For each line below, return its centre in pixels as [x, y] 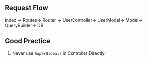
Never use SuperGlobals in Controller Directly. [59, 53]
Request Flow [27, 8]
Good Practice [28, 41]
